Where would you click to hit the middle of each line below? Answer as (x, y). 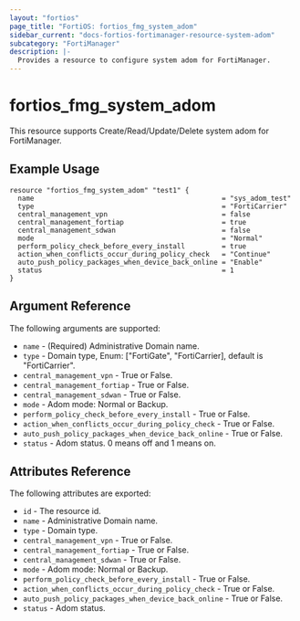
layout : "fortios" (44, 18)
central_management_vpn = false (134, 214)
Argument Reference (70, 306)
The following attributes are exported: (80, 493)
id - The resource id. (62, 511)
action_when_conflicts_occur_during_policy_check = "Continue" (145, 254)
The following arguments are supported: (85, 328)
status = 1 (126, 270)
